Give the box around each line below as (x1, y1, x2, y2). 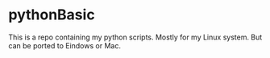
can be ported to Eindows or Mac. (8, 40, 121, 50)
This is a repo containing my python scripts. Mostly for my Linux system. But (8, 32, 263, 42)
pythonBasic (8, 6, 95, 24)
